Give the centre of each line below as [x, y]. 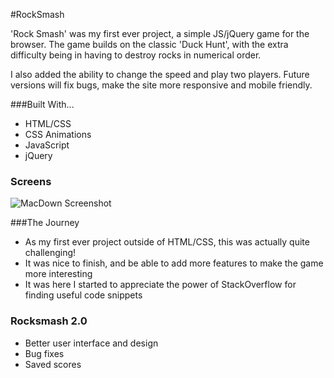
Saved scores [53, 364]
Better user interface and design [91, 343]
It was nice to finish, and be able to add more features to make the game [174, 263]
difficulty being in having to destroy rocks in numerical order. [136, 55]
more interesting [58, 274]
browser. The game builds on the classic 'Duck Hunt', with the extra [149, 44]
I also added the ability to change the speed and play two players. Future [160, 74]
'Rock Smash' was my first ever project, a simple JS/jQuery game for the [160, 33]
